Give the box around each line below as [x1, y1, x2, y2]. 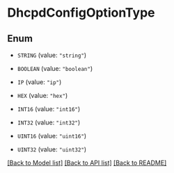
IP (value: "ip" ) [17, 78, 62, 86]
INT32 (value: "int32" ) [17, 118, 81, 126]
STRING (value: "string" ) [17, 51, 87, 59]
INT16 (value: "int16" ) [17, 105, 81, 113]
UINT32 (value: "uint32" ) [17, 145, 87, 154]
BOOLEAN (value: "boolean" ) [17, 65, 93, 72]
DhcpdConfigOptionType [7, 5, 155, 21]
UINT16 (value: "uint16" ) [17, 132, 87, 140]
